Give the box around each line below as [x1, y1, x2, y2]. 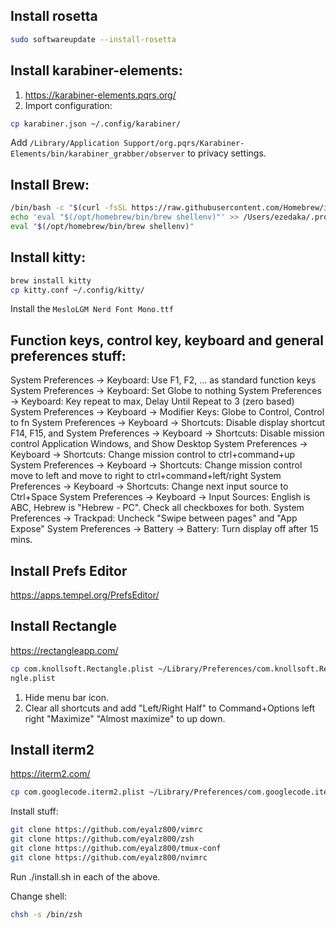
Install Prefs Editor [10, 562, 128, 579]
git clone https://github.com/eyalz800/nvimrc [10, 852, 208, 863]
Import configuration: [24, 99, 113, 111]
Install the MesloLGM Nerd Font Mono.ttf [10, 303, 174, 315]
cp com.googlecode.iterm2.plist [10, 787, 145, 798]
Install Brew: [10, 176, 90, 193]
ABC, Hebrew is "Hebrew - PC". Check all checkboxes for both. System [10, 502, 305, 514]
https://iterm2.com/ [10, 768, 91, 780]
